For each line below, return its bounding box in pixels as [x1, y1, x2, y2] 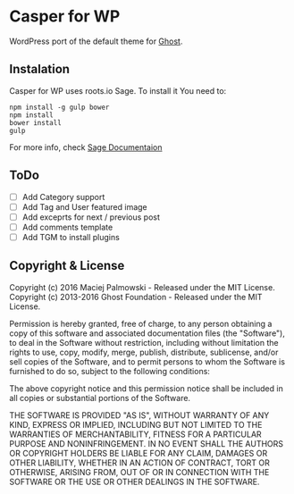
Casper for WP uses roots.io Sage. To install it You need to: [9, 85, 227, 96]
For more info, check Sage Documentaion [9, 141, 163, 153]
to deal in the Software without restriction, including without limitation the [9, 337, 279, 347]
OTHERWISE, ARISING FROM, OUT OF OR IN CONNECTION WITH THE [9, 466, 270, 477]
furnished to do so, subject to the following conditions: [9, 365, 210, 376]
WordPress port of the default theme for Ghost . [9, 36, 183, 46]
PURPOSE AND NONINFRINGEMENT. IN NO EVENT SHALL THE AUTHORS [9, 438, 284, 448]
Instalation [9, 62, 70, 77]
